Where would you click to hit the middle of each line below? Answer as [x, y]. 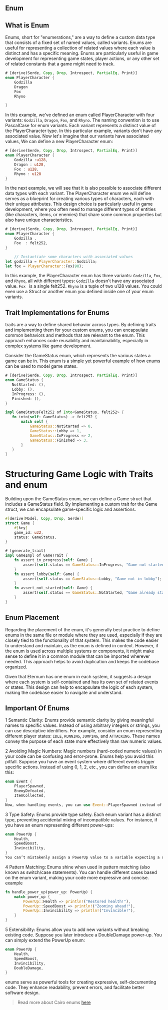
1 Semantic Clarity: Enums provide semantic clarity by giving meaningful [79, 720]
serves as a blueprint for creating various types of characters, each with [79, 199]
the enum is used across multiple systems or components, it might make [80, 651]
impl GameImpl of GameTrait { [37, 556]
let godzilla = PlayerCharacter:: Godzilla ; [51, 261]
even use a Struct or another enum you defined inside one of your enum [79, 292]
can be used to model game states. [41, 366]
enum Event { [19, 782]
